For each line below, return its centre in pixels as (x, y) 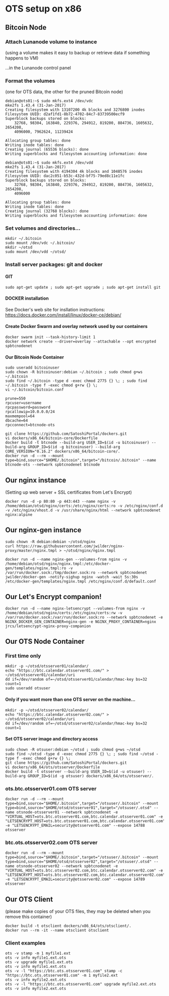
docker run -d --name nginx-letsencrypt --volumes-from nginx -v (75, 608)
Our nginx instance (36, 480)
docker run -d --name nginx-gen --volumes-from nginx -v (66, 559)
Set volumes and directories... (43, 228)
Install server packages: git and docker (54, 264)
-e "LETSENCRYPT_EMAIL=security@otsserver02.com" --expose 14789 (75, 880)
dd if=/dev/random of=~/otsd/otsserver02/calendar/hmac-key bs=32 (76, 723)
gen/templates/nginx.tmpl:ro (36, 568)
